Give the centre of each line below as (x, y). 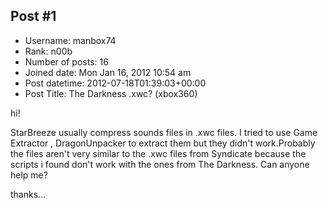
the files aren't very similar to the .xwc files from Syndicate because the (158, 153)
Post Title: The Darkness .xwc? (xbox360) (111, 93)
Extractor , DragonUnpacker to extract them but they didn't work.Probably (163, 143)
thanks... (28, 194)
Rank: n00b (48, 51)
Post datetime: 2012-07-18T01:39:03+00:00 (115, 83)
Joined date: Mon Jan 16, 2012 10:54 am (108, 72)
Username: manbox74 (70, 40)
